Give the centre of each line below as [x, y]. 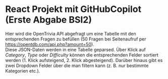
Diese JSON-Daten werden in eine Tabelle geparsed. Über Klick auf [76, 49]
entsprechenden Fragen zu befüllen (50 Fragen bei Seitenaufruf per [76, 39]
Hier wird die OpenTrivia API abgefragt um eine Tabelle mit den [71, 33]
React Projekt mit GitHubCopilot [73, 9]
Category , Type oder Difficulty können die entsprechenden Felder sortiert [82, 55]
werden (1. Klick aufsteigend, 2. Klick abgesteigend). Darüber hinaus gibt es [84, 60]
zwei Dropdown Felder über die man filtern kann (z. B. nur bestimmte [77, 65]
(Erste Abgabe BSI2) [49, 20]
